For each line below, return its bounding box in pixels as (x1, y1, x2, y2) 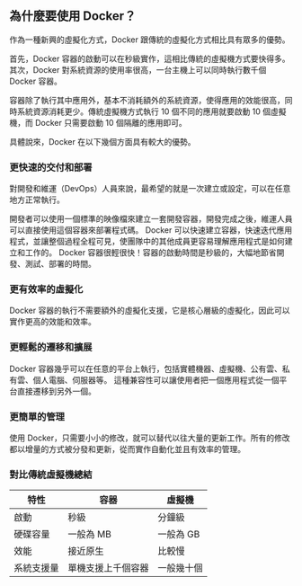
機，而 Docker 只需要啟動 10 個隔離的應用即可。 (9, 117, 187, 128)
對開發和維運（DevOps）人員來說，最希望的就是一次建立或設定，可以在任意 (9, 183, 291, 194)
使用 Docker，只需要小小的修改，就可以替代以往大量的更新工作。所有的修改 (9, 432, 290, 443)
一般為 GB (157, 528, 200, 541)
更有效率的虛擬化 (9, 283, 84, 296)
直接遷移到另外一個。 (16, 386, 96, 396)
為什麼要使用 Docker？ (9, 8, 137, 24)
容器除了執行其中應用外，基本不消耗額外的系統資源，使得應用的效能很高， (9, 94, 285, 105)
